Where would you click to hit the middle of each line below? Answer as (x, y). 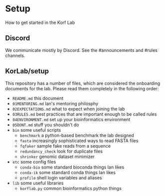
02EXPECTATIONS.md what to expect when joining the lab (69, 109)
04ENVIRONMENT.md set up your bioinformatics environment (71, 119)
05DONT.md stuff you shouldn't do (46, 125)
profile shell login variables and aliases (61, 178)
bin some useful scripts (37, 130)
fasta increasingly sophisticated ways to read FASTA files (79, 141)
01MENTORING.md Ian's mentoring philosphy (55, 103)
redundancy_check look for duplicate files (61, 151)
